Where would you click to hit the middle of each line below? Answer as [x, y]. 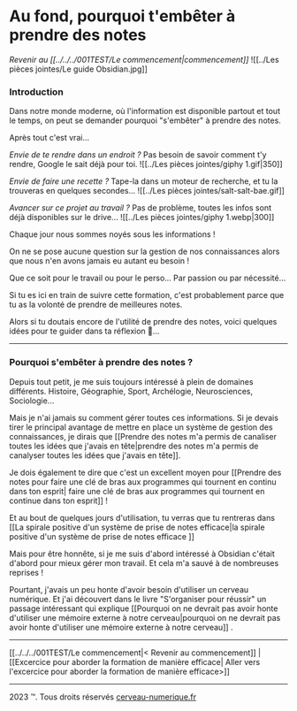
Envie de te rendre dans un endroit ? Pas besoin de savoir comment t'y [138, 155]
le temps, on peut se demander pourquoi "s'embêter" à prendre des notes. [145, 120]
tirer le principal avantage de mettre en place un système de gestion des [141, 427]
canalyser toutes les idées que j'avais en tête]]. [95, 455]
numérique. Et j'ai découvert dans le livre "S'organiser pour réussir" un [138, 599]
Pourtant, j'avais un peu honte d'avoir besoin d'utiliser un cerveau [129, 589]
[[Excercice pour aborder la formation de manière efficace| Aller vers [135, 661]
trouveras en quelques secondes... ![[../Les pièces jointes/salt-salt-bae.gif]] [147, 191]
